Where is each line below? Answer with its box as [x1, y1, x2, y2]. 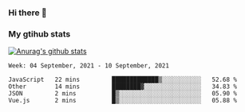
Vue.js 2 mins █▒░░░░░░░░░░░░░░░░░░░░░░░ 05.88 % [8, 97, 238, 105]
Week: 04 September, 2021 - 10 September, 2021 [8, 62, 170, 70]
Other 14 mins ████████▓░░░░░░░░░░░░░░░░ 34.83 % [8, 83, 238, 91]
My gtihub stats [8, 28, 71, 39]
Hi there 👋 [8, 7, 48, 18]
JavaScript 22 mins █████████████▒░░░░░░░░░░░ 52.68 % [8, 75, 238, 84]
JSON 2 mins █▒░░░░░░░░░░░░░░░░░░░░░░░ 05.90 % [8, 90, 238, 98]
